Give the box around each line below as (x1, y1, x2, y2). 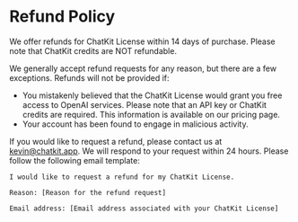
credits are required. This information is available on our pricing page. (22, 109, 281, 120)
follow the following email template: (9, 155, 141, 165)
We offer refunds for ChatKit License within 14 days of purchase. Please (9, 36, 276, 47)
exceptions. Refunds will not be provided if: (9, 72, 170, 83)
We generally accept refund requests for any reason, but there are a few (9, 63, 276, 74)
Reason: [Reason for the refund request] (9, 188, 167, 197)
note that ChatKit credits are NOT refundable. (9, 45, 178, 56)
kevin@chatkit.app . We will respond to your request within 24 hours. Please (9, 146, 289, 156)
